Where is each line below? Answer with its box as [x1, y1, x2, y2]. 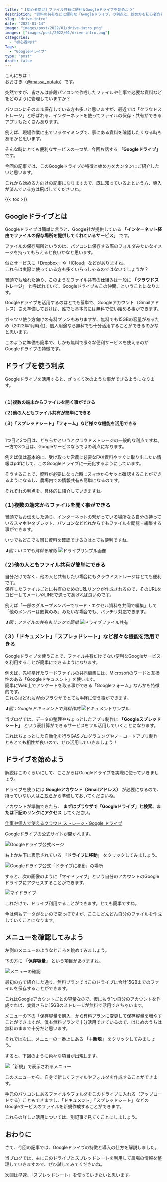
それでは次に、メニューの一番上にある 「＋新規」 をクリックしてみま [5, 1036, 147, 1042]
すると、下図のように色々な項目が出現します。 [5, 1053, 101, 1059]
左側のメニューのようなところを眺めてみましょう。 [5, 947, 110, 953]
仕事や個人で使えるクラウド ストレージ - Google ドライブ [5, 820, 123, 826]
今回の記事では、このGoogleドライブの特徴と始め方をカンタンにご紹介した [5, 163, 160, 169]
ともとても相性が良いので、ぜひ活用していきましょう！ [5, 739, 118, 745]
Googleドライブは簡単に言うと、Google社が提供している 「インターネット [5, 226, 158, 232]
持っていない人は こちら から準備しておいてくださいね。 [5, 792, 118, 799]
